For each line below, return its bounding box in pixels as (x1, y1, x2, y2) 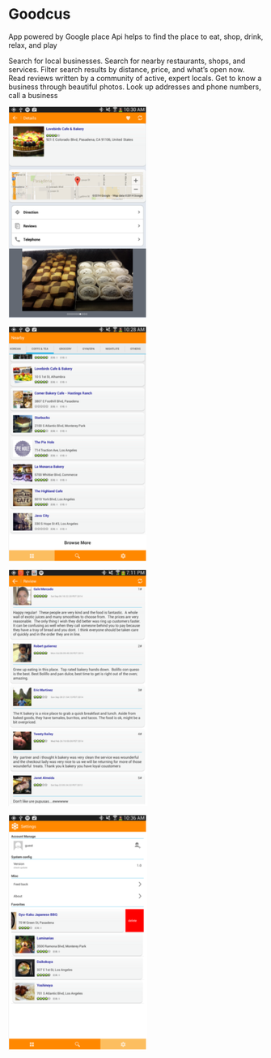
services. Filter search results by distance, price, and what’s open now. (8, 64, 245, 74)
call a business (8, 90, 58, 100)
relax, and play (8, 40, 58, 49)
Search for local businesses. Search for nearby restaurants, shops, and (8, 56, 246, 66)
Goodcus (8, 5, 71, 24)
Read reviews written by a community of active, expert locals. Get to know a (8, 73, 262, 83)
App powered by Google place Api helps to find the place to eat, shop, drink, (8, 32, 264, 41)
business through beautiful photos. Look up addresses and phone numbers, (8, 82, 261, 92)
